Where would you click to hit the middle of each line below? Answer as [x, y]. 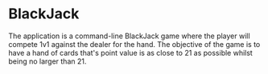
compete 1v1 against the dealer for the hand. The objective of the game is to [134, 44]
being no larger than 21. [47, 61]
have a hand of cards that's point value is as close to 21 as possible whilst [131, 53]
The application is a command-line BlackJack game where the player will [130, 36]
